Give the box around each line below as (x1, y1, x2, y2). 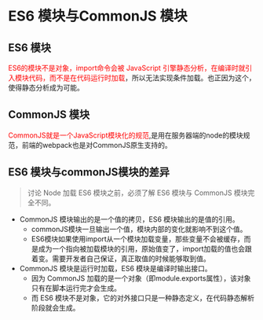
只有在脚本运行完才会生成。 (31, 283, 122, 292)
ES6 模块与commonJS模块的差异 (8, 166, 170, 179)
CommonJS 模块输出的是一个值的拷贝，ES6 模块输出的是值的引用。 (19, 214, 239, 224)
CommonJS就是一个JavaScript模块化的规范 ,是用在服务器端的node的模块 (8, 131, 243, 140)
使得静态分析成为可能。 (8, 83, 84, 92)
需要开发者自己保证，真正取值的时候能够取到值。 (52, 253, 210, 263)
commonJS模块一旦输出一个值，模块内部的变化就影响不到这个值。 (31, 224, 247, 234)
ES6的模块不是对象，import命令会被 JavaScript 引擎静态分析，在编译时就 (8, 64, 246, 72)
